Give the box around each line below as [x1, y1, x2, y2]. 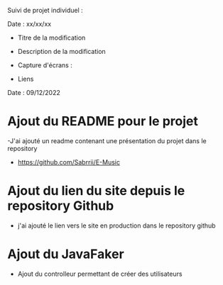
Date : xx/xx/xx [7, 20, 52, 28]
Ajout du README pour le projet [7, 113, 199, 130]
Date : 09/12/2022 [7, 89, 60, 96]
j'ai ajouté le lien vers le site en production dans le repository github [17, 221, 216, 230]
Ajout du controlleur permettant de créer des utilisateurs [17, 269, 183, 278]
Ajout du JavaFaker [7, 246, 124, 262]
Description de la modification [17, 47, 107, 55]
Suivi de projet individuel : [7, 6, 83, 14]
